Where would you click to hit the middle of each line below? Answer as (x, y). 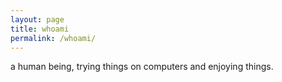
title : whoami (40, 29)
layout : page (37, 19)
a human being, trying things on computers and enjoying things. (142, 67)
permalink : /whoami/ (53, 38)
